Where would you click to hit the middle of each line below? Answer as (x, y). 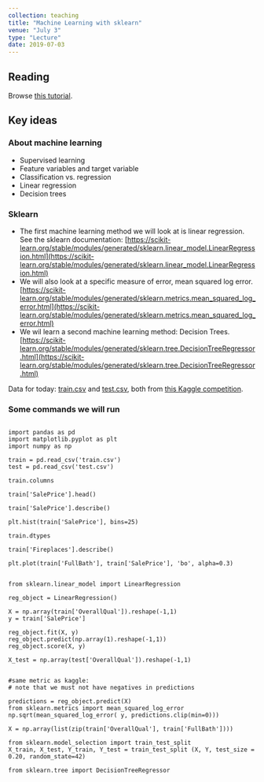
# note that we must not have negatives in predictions (101, 688)
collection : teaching (44, 15)
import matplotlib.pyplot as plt (63, 439)
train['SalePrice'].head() (52, 495)
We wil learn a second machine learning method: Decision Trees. (125, 331)
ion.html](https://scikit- (57, 256)
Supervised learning (52, 160)
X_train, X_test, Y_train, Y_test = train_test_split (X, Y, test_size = (132, 750)
